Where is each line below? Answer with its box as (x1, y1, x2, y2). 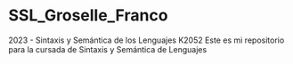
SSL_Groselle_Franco (8, 5, 168, 26)
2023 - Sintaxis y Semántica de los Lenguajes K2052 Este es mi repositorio (8, 35, 285, 45)
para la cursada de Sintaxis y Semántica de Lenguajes (8, 44, 208, 54)
